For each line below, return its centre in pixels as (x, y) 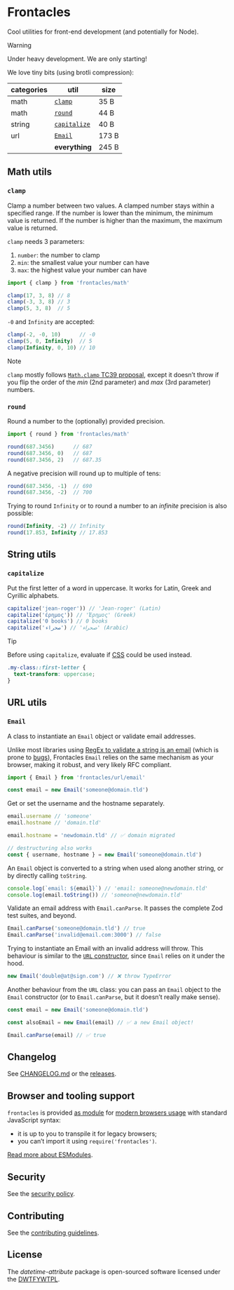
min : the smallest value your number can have (83, 262)
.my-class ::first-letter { (47, 668)
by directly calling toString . (47, 875)
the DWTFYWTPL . (34, 1279)
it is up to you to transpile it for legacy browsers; (87, 1134)
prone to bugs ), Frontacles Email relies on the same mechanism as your (110, 757)
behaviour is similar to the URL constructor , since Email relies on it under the (116, 956)
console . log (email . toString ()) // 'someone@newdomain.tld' (95, 895)
